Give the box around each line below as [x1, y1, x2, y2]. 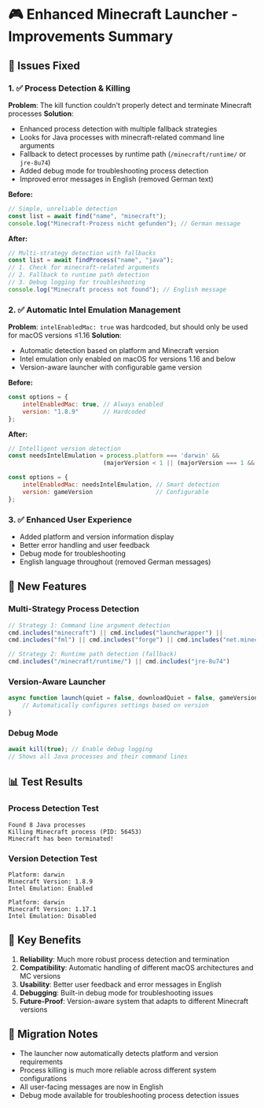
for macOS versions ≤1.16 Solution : [8, 331, 122, 340]
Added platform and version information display [19, 532, 174, 541]
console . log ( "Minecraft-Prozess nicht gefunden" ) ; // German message [8, 219, 241, 228]
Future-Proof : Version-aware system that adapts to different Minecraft [19, 996, 249, 1006]
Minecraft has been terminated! [8, 835, 114, 842]
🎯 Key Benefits [8, 934, 82, 947]
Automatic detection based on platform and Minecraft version [19, 346, 219, 355]
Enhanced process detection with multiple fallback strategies [19, 124, 218, 133]
